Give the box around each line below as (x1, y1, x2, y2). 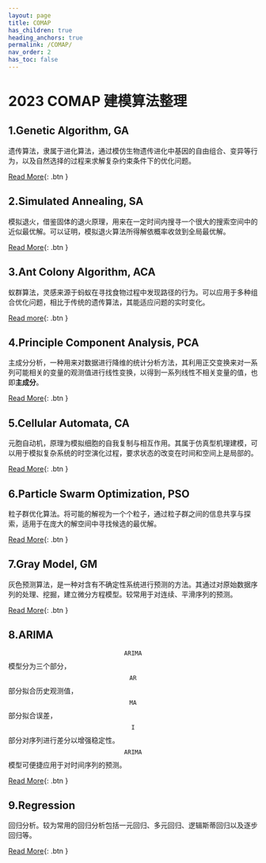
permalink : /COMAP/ (8, 41, 73, 49)
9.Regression (8, 798, 76, 812)
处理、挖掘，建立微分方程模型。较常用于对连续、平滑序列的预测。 (21, 589, 237, 599)
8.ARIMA (8, 628, 54, 642)
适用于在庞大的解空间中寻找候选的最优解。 (21, 519, 161, 528)
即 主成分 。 (8, 377, 44, 388)
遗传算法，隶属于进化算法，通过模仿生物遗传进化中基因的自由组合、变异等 (8, 146, 251, 155)
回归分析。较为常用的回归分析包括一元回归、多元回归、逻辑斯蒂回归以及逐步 (8, 820, 258, 831)
